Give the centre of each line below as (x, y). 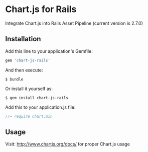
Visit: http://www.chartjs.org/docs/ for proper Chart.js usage (68, 144)
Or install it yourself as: (29, 89)
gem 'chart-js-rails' (28, 60)
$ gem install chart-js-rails (37, 98)
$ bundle (14, 79)
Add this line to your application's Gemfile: (49, 51)
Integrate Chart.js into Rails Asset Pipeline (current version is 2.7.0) (74, 23)
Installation (23, 39)
